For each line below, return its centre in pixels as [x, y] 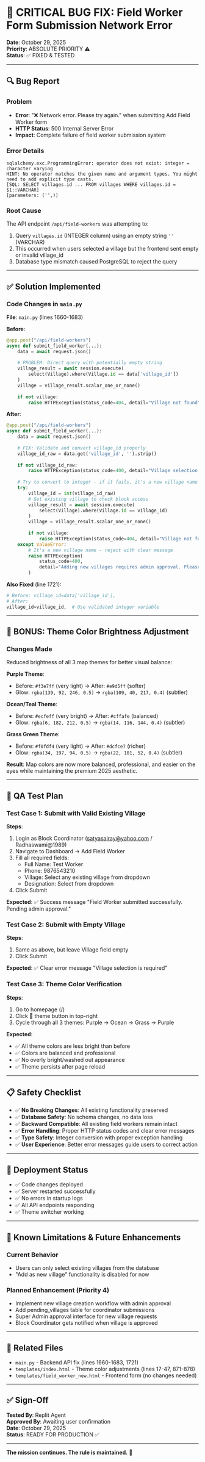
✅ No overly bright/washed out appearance [70, 1059]
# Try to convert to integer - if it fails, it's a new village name [108, 482]
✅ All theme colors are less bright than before [73, 1046]
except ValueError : [42, 544]
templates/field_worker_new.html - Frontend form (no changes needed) [106, 1375]
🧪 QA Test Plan [35, 796]
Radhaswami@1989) [41, 845]
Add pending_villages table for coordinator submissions [85, 1310]
